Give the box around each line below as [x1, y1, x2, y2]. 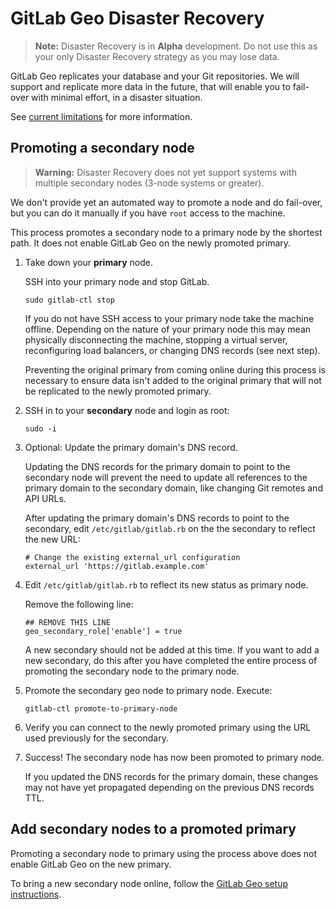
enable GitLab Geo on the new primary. [10, 858, 172, 870]
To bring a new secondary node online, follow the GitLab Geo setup [10, 877, 289, 889]
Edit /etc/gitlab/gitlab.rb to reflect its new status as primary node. [24, 578, 309, 591]
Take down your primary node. [24, 256, 154, 268]
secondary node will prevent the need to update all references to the [24, 471, 308, 483]
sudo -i [24, 423, 57, 434]
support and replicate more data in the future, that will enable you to [10, 80, 291, 92]
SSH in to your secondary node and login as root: [24, 404, 230, 416]
